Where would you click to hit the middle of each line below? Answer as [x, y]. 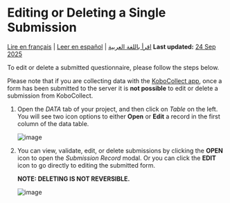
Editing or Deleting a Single [87, 13]
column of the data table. [53, 123]
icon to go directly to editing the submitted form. [86, 165]
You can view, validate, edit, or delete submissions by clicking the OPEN [120, 150]
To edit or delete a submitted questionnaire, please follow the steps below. [113, 67]
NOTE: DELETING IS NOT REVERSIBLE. [73, 179]
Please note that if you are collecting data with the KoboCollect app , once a [115, 80]
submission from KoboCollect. [50, 96]
